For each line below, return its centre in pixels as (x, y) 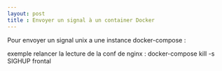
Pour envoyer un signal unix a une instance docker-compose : (97, 40)
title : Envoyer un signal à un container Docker (81, 20)
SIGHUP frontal (29, 61)
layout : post (26, 14)
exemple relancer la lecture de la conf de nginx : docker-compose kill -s (111, 54)
